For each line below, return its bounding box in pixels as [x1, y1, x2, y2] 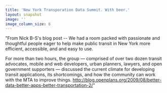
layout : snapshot [5, 12, 42, 17]
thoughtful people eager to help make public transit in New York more [5, 41, 151, 47]
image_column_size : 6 [5, 21, 51, 27]
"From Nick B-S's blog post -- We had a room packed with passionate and [5, 35, 160, 41]
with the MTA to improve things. [5, 77, 72, 83]
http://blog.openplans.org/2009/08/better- [72, 77, 162, 83]
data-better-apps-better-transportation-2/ [5, 82, 93, 88]
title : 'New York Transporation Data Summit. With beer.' [5, 7, 130, 13]
